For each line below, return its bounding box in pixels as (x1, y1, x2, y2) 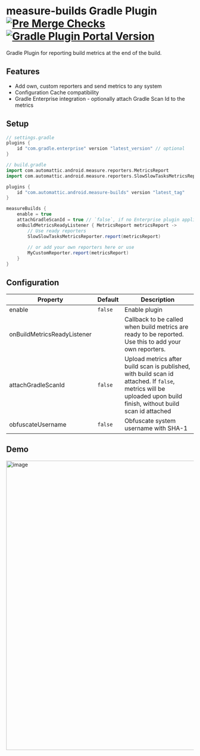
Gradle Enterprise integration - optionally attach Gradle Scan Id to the (14, 95, 186, 102)
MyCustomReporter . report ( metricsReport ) (27, 250, 129, 256)
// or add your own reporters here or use (27, 245, 135, 251)
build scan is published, (124, 362, 190, 371)
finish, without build (124, 399, 180, 408)
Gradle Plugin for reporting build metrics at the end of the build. (6, 49, 162, 56)
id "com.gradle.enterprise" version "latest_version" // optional (17, 146, 185, 152)
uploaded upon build (124, 392, 183, 400)
